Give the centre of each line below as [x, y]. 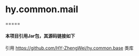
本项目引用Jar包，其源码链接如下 [40, 36]
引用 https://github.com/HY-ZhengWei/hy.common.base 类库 [69, 48]
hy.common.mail [42, 9]
